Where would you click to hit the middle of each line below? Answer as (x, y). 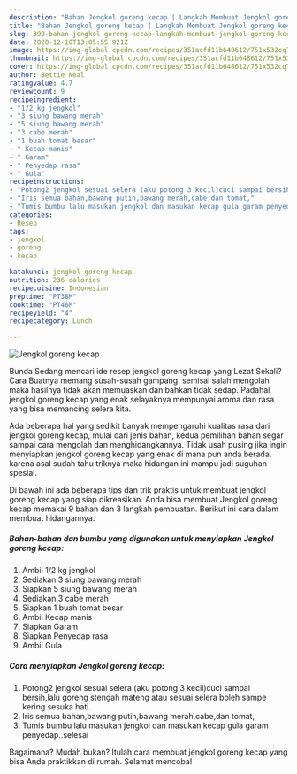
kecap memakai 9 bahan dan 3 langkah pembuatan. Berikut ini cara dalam (144, 509)
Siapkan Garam (50, 627)
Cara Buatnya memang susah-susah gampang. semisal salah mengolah (139, 380)
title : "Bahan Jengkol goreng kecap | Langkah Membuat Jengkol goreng (142, 26)
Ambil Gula (42, 646)
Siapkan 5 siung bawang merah (79, 589)
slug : (19, 34)
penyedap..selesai (55, 735)
